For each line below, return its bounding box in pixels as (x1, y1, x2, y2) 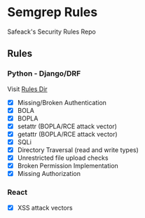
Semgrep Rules (7, 4, 98, 20)
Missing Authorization (17, 170, 81, 178)
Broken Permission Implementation (17, 162, 119, 170)
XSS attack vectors (17, 203, 73, 212)
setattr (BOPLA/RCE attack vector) (17, 122, 118, 130)
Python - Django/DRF (7, 69, 81, 79)
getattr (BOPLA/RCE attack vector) (17, 130, 118, 138)
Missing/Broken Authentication (17, 98, 107, 107)
